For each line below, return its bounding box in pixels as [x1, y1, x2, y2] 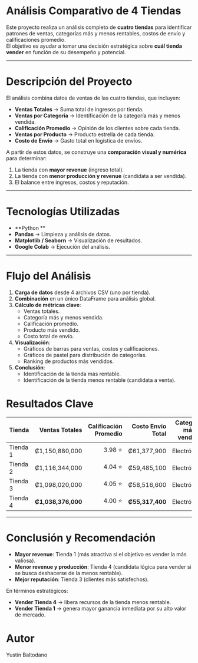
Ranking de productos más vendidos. [23, 358, 114, 365]
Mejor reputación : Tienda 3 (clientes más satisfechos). [14, 576, 149, 583]
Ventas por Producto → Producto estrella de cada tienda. [14, 131, 155, 138]
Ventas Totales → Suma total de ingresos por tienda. [14, 105, 144, 113]
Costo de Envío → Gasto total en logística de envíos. [14, 137, 143, 144]
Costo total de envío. [23, 332, 74, 339]
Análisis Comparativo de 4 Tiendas [6, 4, 181, 18]
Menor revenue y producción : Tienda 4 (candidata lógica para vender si [14, 563, 192, 570]
